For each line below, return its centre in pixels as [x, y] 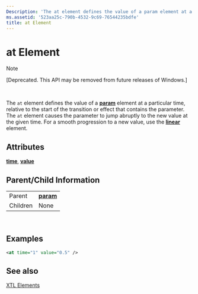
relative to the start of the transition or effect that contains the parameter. [95, 109]
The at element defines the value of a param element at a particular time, [96, 103]
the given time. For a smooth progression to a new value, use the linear [93, 122]
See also [22, 271]
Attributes [25, 147]
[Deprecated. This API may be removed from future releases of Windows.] [97, 80]
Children [21, 206]
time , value [20, 162]
